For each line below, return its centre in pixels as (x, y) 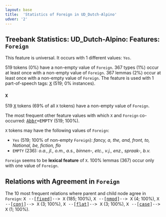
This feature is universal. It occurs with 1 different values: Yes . (68, 58)
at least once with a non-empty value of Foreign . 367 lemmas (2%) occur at (83, 73)
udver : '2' (16, 19)
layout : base (19, 10)
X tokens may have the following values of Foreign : (57, 131)
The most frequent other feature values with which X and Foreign (72, 116)
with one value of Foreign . (32, 166)
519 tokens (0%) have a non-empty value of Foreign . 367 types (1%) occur (82, 67)
